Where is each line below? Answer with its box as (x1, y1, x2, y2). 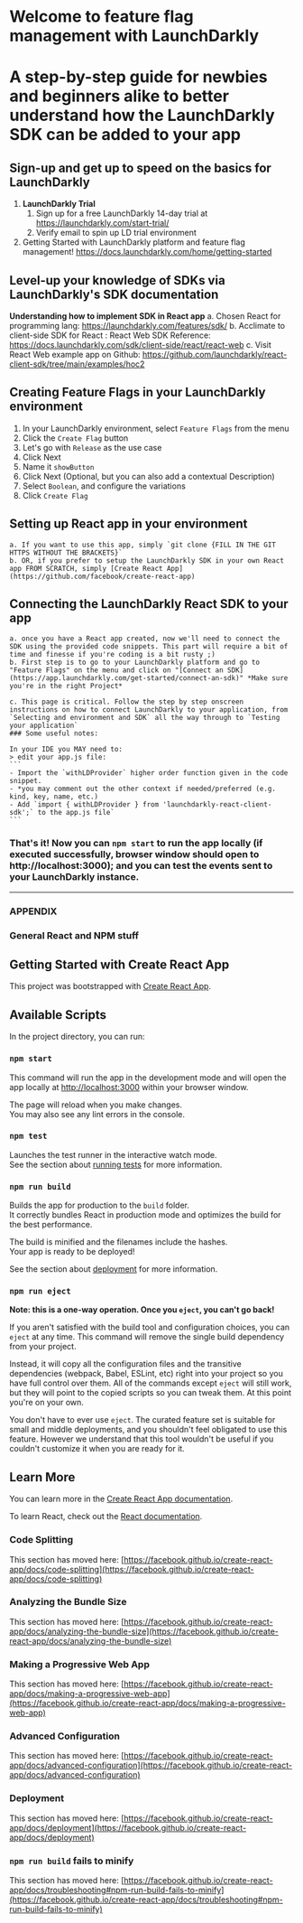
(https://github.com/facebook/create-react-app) (9, 572, 196, 581)
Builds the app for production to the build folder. (9, 1200, 190, 1211)
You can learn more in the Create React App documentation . (9, 1493, 234, 1505)
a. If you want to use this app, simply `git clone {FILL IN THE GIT (9, 540, 277, 549)
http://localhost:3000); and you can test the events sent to (9, 860, 273, 873)
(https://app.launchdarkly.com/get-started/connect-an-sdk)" (9, 674, 244, 683)
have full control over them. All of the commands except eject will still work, (9, 1377, 292, 1388)
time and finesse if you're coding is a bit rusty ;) (9, 650, 216, 659)
